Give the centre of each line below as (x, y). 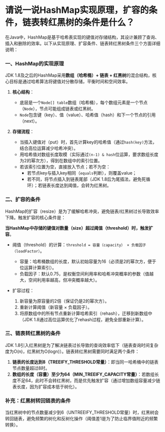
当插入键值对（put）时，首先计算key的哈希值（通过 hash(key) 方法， (88, 142)
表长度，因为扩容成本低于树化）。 (46, 386)
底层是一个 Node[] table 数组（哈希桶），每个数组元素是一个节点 (83, 102)
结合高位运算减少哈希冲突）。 (49, 148)
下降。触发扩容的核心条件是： (35, 217)
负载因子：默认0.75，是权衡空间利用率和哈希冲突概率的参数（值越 (86, 274)
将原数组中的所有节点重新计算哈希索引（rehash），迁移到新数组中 (86, 313)
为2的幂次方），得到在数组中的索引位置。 (61, 161)
